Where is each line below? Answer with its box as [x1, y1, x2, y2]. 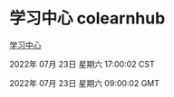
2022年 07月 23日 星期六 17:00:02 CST [9, 58, 156, 69]
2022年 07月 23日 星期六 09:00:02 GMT [9, 77, 160, 88]
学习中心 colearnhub [9, 8, 166, 29]
